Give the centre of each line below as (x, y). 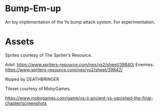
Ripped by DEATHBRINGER (32, 79)
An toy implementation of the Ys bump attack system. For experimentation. (80, 22)
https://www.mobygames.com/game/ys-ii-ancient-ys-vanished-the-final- (79, 98)
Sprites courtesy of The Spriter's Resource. (49, 55)
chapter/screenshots (26, 103)
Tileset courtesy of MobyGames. (38, 89)
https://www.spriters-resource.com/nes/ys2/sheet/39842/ (64, 70)
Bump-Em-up (33, 9)
